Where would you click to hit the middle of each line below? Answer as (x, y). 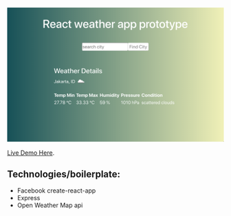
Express (29, 198)
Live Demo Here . (31, 153)
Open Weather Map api (50, 205)
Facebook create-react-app (56, 191)
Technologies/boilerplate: (64, 174)
